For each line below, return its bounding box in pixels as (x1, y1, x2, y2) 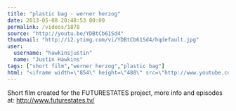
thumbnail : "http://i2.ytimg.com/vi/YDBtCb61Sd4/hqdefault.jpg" (7, 37, 199, 44)
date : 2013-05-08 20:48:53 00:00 (7, 17, 105, 24)
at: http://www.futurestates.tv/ (7, 96, 95, 104)
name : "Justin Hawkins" (13, 56, 83, 63)
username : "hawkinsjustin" (13, 50, 93, 57)
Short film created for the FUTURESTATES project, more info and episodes (7, 89, 223, 97)
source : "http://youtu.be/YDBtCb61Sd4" (7, 30, 124, 37)
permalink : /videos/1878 (7, 23, 80, 30)
